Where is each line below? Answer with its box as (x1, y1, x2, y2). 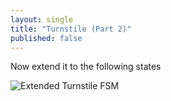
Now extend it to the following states (10, 61, 162, 73)
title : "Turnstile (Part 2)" (10, 24, 132, 34)
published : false (10, 33, 83, 43)
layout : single (10, 14, 74, 25)
